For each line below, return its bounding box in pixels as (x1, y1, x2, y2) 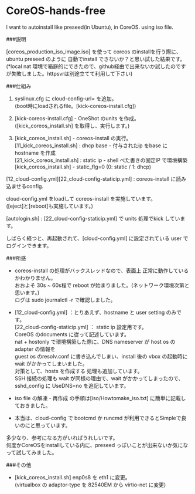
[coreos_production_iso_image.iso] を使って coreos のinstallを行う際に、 (6, 48, 182, 55)
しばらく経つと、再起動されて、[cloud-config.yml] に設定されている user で (6, 235, 189, 242)
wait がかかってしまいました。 (14, 360, 88, 367)
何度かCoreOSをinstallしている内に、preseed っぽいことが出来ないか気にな (6, 441, 189, 448)
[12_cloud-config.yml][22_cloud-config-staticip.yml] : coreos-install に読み (6, 175, 186, 182)
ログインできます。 (6, 242, 52, 249)
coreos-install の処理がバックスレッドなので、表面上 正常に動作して (14, 267, 179, 274)
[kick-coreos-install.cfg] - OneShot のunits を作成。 (14, 114, 139, 121)
